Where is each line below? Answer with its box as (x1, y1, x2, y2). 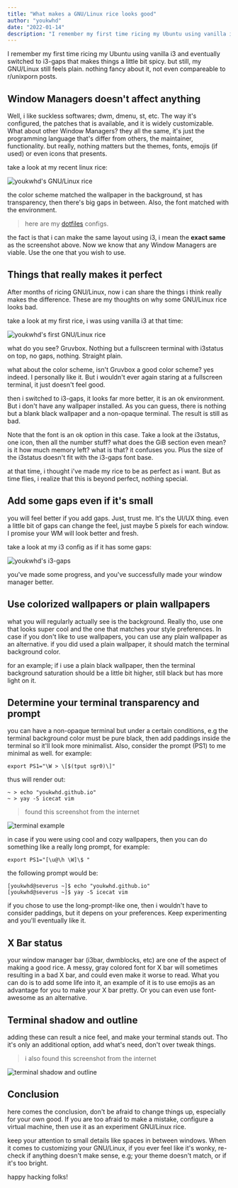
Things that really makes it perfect (7, 269, 163, 281)
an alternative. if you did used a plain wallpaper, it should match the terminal (7, 639, 230, 648)
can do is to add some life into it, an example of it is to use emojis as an (7, 979, 215, 987)
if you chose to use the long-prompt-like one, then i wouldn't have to (7, 901, 208, 910)
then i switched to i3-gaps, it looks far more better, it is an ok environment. (7, 394, 225, 402)
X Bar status (7, 937, 63, 949)
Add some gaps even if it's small (7, 495, 154, 507)
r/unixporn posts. (7, 72, 58, 81)
